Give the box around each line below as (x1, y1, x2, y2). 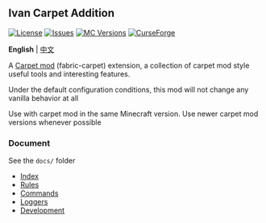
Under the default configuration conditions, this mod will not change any (8, 85, 249, 94)
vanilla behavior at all (8, 93, 79, 103)
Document (8, 137, 51, 148)
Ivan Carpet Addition (8, 6, 115, 20)
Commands (19, 188, 59, 198)
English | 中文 (8, 44, 55, 54)
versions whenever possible (8, 117, 102, 127)
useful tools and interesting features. (8, 68, 131, 79)
